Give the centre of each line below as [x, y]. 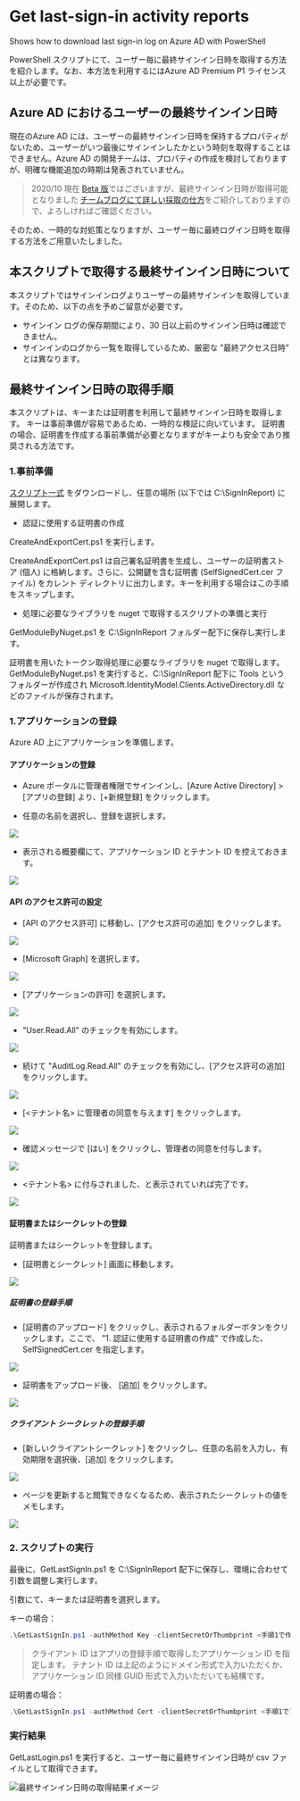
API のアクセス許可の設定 [56, 901]
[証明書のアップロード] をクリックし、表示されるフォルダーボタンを [147, 1327]
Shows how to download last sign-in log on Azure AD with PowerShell [137, 41]
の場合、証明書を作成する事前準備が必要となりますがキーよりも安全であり [146, 435]
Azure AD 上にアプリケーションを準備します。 [94, 742]
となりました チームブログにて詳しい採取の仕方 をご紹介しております [157, 199]
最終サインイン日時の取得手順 [92, 389]
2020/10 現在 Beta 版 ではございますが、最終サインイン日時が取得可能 [159, 188]
